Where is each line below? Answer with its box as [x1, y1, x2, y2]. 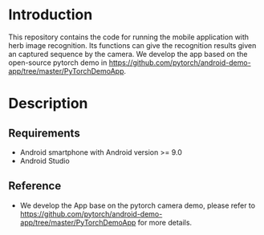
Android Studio [19, 156, 70, 165]
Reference [8, 179, 62, 193]
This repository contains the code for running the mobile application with [8, 32, 250, 42]
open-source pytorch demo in [8, 58, 108, 67]
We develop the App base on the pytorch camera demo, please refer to [19, 201, 255, 210]
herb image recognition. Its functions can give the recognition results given [8, 40, 257, 50]
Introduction [8, 6, 93, 24]
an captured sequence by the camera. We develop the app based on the [8, 49, 248, 59]
